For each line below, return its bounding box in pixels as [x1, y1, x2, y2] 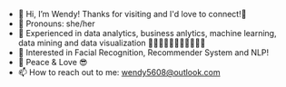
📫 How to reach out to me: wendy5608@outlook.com [17, 67, 221, 77]
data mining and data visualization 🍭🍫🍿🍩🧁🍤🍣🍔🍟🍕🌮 [17, 37, 206, 48]
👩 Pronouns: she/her [17, 18, 95, 29]
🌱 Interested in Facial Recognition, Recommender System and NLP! [17, 47, 270, 58]
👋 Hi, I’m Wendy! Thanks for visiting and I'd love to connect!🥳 [17, 9, 247, 19]
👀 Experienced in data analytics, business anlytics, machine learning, [17, 28, 277, 38]
